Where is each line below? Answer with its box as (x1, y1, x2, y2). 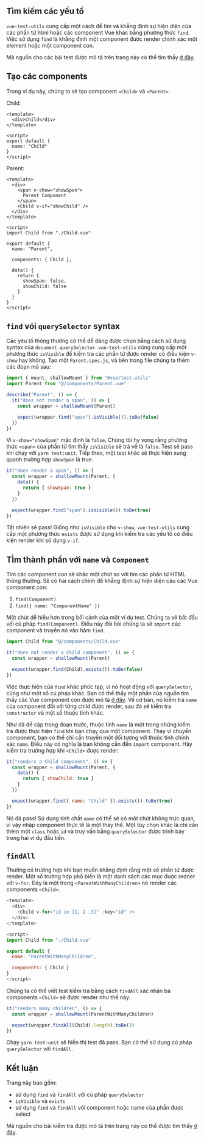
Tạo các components (6, 71, 88, 82)
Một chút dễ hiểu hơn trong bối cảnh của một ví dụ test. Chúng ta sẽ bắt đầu (6, 614, 198, 621)
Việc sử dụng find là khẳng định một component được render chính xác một (6, 35, 198, 43)
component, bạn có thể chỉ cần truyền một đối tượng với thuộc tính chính (6, 734, 189, 741)
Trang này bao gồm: (6, 1079, 57, 1086)
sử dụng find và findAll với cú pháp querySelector (15, 1091, 144, 1099)
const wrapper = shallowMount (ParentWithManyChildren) (12, 1011, 154, 1017)
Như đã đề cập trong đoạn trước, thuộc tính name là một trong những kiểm (6, 721, 191, 728)
